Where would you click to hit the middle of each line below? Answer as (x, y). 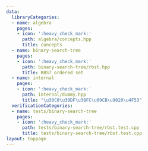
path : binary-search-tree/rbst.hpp (66, 67)
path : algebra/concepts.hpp (57, 39)
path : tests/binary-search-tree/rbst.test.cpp (81, 128)
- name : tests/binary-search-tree (54, 111)
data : (13, 12)
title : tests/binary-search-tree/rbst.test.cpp (82, 133)
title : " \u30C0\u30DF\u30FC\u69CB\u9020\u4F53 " (82, 100)
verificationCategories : (42, 106)
